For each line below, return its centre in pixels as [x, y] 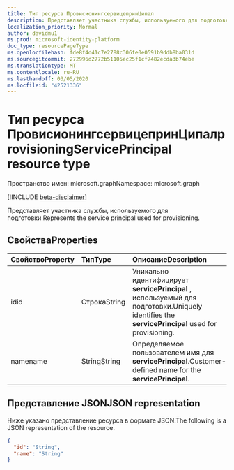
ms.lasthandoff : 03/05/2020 [48, 79]
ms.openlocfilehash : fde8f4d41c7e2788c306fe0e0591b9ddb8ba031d [101, 53]
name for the [180, 370]
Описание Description [170, 259]
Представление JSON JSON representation [104, 403]
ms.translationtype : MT [42, 66]
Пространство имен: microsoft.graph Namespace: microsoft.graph [103, 184]
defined [145, 370]
